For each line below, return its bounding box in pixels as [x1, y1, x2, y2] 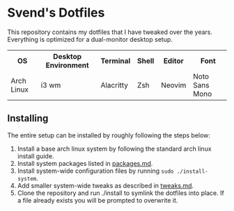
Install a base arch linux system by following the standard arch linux [17, 144, 212, 153]
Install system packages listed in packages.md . [17, 159, 153, 167]
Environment [45, 60, 89, 70]
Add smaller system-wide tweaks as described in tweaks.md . [17, 181, 194, 189]
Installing [7, 112, 49, 124]
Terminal [100, 56, 131, 65]
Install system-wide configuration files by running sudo [17, 167, 174, 175]
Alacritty [100, 80, 129, 90]
